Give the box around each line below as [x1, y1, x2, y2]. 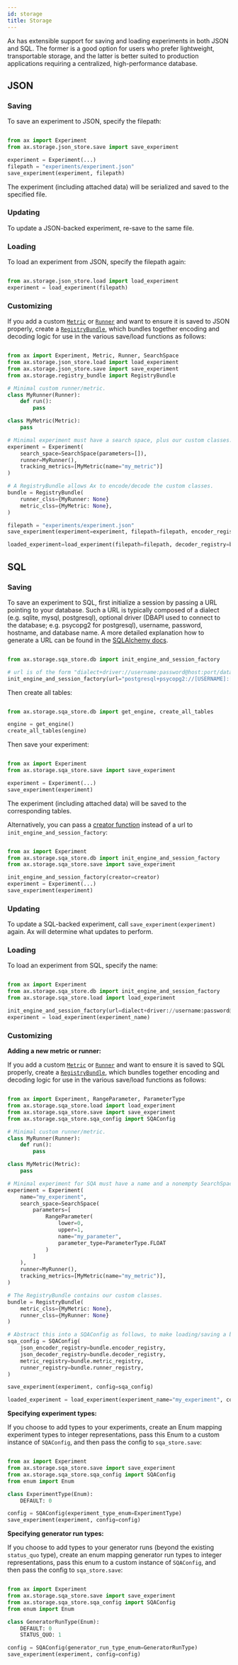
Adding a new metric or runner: [7, 1047, 101, 1055]
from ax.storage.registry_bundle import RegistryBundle [7, 372, 176, 379]
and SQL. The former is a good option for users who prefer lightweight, [7, 44, 215, 53]
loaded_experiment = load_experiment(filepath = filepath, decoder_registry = [7, 541, 230, 549]
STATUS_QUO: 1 [20, 1632, 62, 1639]
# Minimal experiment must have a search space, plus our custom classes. [7, 436, 233, 444]
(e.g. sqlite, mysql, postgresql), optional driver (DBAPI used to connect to [7, 613, 221, 622]
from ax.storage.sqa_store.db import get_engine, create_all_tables [7, 708, 214, 715]
